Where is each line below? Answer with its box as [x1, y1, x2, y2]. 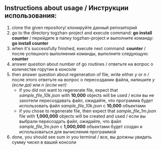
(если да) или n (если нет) [11, 82, 67, 88]
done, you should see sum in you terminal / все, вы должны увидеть [11, 134, 152, 140]
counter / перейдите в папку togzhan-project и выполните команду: [11, 35, 154, 41]
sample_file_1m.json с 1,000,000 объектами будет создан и [19, 124, 143, 129]
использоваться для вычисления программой [19, 128, 116, 134]
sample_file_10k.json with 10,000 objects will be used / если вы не [19, 92, 154, 98]
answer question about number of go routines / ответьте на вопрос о [11, 61, 153, 67]
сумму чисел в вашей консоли [11, 139, 77, 145]
